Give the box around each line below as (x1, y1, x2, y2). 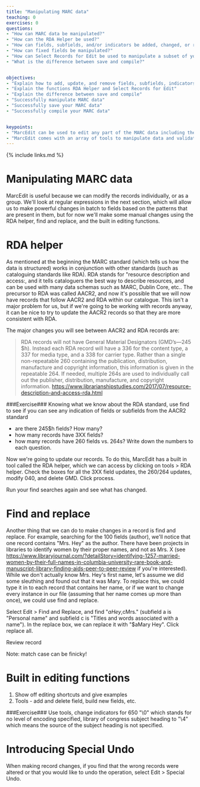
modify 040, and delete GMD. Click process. (6, 475, 115, 482)
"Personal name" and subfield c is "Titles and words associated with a (6, 614, 179, 622)
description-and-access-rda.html (20, 389, 103, 396)
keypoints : (6, 124, 33, 130)
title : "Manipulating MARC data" (6, 8, 89, 15)
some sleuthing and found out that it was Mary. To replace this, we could (6, 577, 185, 585)
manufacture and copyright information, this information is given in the (20, 364, 194, 371)
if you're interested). (137, 565, 187, 572)
